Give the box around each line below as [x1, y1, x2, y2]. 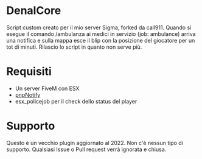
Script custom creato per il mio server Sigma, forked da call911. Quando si [6, 24, 192, 31]
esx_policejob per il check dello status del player [15, 97, 138, 105]
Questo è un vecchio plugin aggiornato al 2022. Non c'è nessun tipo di [6, 139, 184, 146]
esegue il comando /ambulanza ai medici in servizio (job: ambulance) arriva [6, 30, 196, 37]
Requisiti [6, 65, 52, 79]
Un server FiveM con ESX [15, 85, 80, 92]
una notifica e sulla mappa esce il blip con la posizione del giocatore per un [6, 37, 195, 44]
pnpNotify [15, 91, 41, 98]
